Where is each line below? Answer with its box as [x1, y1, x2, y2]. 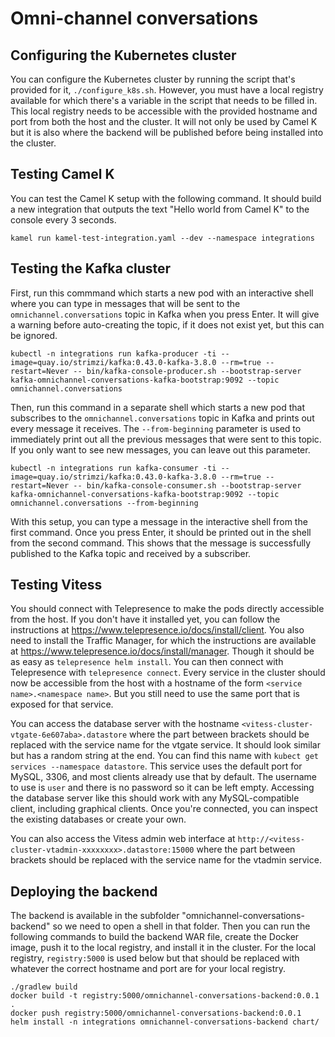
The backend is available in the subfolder [10, 910, 180, 922]
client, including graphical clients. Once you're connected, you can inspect [10, 803, 318, 815]
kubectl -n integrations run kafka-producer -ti [10, 348, 217, 359]
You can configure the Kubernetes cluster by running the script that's [10, 73, 296, 85]
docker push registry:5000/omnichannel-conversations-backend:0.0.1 [10, 1008, 302, 1019]
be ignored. [10, 329, 58, 341]
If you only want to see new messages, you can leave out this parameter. [10, 443, 311, 456]
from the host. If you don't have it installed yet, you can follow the [10, 613, 281, 626]
